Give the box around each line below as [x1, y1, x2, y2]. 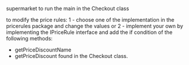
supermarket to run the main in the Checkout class [6, 5, 129, 12]
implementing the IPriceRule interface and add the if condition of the [6, 29, 173, 36]
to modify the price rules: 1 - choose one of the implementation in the [6, 16, 175, 23]
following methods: [6, 35, 53, 42]
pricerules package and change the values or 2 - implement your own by [6, 23, 184, 29]
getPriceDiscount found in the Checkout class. [14, 53, 128, 59]
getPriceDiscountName [14, 46, 72, 53]
